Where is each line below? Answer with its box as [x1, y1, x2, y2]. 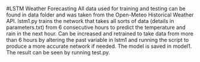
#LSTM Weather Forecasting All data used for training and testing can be [6, 5, 186, 12]
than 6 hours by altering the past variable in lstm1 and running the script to [6, 37, 189, 43]
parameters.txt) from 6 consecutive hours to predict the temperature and [6, 24, 186, 31]
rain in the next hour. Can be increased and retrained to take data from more [6, 30, 194, 37]
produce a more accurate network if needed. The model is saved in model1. [6, 43, 192, 50]
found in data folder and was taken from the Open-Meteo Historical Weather [6, 11, 194, 18]
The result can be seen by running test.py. [6, 49, 110, 56]
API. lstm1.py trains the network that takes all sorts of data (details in [6, 18, 174, 24]
